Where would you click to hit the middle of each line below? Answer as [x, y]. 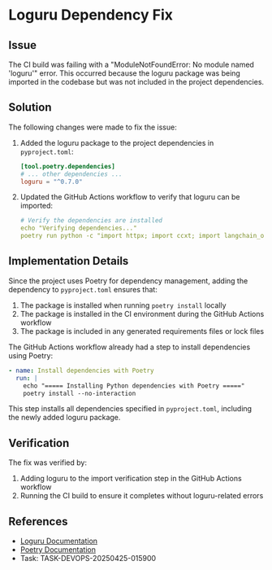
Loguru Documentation [59, 541]
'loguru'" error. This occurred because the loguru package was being [125, 73]
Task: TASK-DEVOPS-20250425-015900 [88, 558]
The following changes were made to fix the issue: [93, 127]
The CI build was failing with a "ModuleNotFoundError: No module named [131, 64]
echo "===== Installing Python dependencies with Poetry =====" [134, 386]
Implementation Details [69, 261]
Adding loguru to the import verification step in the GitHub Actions [131, 479]
